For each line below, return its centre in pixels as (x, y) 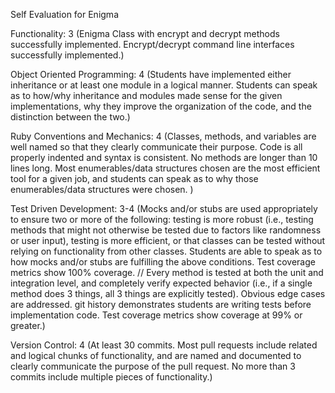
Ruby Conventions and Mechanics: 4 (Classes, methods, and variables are (163, 136)
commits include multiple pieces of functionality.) (111, 377)
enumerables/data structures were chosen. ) (102, 189)
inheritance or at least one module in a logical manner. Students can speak (164, 85)
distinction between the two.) (70, 117)
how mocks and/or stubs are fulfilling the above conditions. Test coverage (163, 262)
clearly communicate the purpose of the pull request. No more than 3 (153, 366)
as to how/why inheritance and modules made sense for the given (146, 95)
